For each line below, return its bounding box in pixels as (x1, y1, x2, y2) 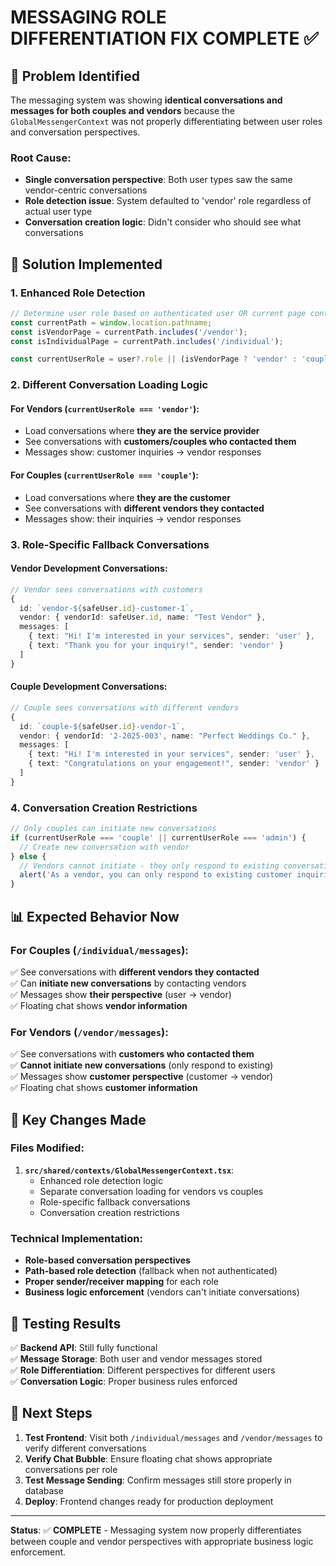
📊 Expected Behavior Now (10, 908, 180, 925)
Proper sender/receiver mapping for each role (24, 1276, 219, 1288)
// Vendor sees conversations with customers (10, 584, 203, 595)
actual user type (24, 206, 93, 218)
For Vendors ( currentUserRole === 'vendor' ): (10, 402, 200, 415)
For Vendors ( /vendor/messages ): (10, 1025, 169, 1039)
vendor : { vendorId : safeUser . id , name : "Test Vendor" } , (19, 612, 267, 623)
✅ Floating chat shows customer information (10, 1082, 198, 1094)
